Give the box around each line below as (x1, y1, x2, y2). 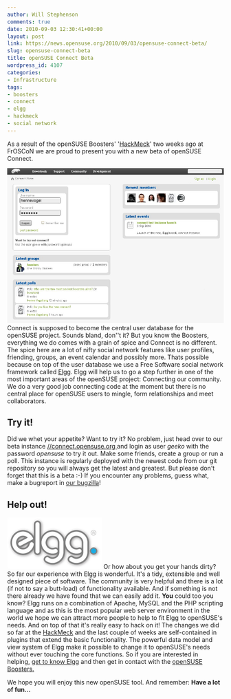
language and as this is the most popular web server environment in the (7, 606, 210, 615)
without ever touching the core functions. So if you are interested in (7, 650, 199, 658)
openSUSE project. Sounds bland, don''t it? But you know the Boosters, (7, 331, 210, 339)
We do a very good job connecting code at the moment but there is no (7, 382, 206, 390)
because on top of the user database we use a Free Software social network (7, 360, 223, 368)
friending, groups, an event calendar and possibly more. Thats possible (7, 353, 210, 361)
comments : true (7, 18, 51, 25)
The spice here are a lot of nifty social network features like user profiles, (7, 345, 214, 354)
